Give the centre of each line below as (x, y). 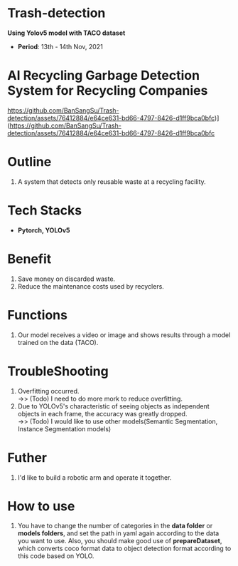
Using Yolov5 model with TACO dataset (66, 33)
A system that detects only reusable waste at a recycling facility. (112, 181)
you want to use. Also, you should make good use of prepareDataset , (120, 541)
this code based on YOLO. (56, 556)
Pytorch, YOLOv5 (44, 230)
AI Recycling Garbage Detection (104, 76)
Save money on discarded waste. (66, 279)
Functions (37, 315)
